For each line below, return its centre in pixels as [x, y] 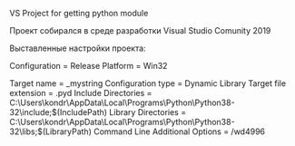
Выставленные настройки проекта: [78, 48]
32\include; [31, 112]
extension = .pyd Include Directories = [81, 93]
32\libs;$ [26, 131]
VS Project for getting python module [79, 13]
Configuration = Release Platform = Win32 [88, 66]
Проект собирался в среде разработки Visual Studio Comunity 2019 [140, 30]
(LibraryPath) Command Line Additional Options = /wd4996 [154, 131]
